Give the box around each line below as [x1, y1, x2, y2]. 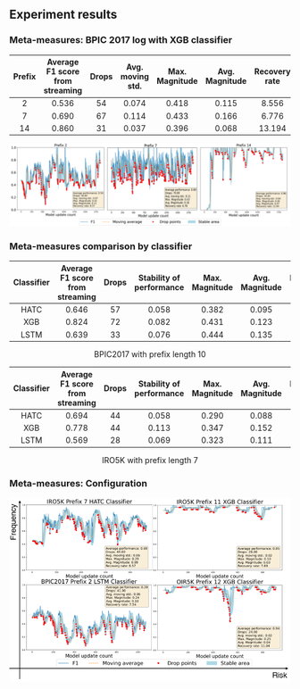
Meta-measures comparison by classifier [9, 240, 193, 253]
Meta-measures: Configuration [9, 477, 147, 489]
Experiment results [9, 7, 118, 22]
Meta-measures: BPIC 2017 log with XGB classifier [9, 34, 233, 46]
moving [120, 71, 150, 81]
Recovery [254, 66, 291, 77]
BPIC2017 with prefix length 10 [93, 349, 207, 360]
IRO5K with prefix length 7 [102, 454, 198, 465]
